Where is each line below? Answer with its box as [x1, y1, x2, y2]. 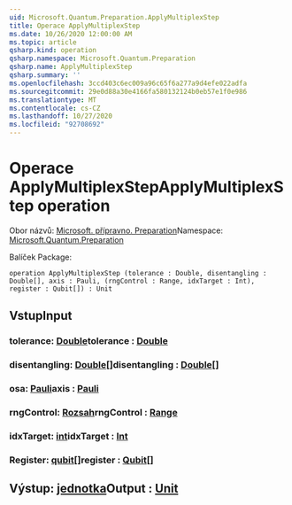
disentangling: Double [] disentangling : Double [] [9, 359, 219, 371]
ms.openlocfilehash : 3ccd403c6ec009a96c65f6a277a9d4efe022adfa [9, 79, 248, 88]
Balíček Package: [9, 252, 73, 262]
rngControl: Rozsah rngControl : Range [9, 407, 179, 419]
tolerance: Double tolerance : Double [9, 335, 168, 347]
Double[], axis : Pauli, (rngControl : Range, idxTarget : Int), [9, 276, 255, 285]
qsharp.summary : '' [9, 71, 81, 80]
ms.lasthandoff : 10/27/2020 [9, 112, 113, 120]
